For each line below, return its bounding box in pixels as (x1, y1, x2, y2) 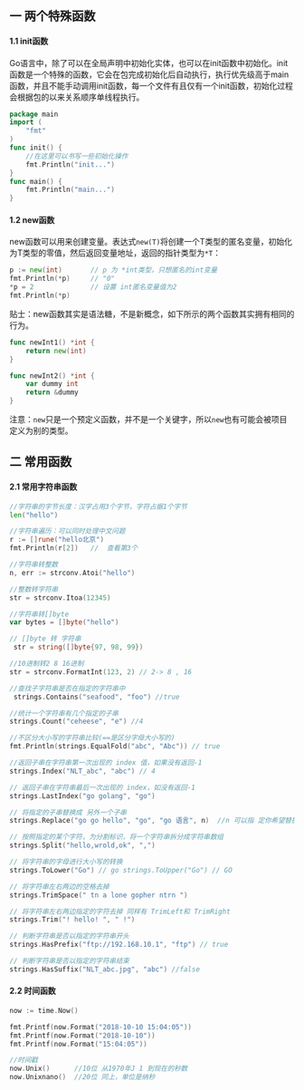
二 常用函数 (9, 454, 72, 469)
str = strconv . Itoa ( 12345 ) (9, 593, 111, 603)
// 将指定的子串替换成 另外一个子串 (9, 807, 127, 817)
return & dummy (25, 388, 79, 397)
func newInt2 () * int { (9, 371, 95, 381)
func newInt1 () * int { (9, 338, 95, 347)
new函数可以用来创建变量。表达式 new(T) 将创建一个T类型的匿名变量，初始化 (9, 236, 292, 247)
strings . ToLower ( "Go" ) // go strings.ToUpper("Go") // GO (9, 865, 233, 874)
